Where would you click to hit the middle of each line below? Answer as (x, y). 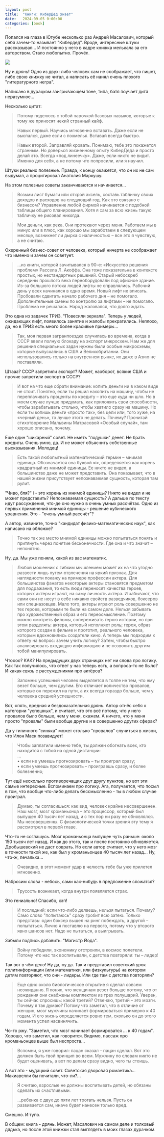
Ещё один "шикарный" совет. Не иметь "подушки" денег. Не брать (75, 438)
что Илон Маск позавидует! (34, 736)
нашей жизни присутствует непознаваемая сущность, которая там (87, 478)
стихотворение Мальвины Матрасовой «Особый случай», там (82, 423)
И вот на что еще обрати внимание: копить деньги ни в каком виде (88, 386)
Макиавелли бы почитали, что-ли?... (43, 1076)
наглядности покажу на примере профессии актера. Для (77, 578)
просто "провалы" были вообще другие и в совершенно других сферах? (81, 721)
